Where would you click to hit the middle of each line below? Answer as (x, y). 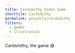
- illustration (25, 32)
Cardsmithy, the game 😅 (30, 46)
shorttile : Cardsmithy (28, 14)
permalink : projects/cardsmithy (37, 18)
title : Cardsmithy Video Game (36, 9)
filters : (14, 23)
